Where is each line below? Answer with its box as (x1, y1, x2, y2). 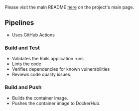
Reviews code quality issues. (11, 72, 72, 78)
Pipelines (4, 18, 34, 27)
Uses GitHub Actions (11, 32, 55, 38)
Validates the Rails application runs (11, 56, 84, 62)
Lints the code (11, 61, 42, 67)
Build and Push (4, 84, 42, 91)
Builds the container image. (11, 95, 68, 101)
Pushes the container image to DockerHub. (11, 101, 101, 107)
